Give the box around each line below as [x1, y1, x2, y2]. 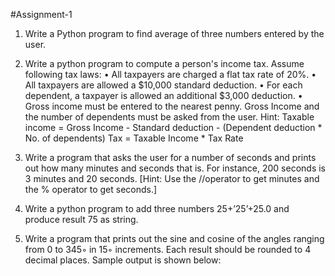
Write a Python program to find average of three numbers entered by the [24, 28, 325, 39]
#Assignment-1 [10, 9, 73, 20]
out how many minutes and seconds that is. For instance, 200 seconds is [24, 162, 326, 174]
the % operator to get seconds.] [24, 184, 158, 195]
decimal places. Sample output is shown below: [24, 254, 222, 266]
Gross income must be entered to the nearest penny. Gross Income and [24, 100, 320, 112]
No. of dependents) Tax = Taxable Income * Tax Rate [24, 132, 244, 144]
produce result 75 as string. [24, 214, 139, 225]
